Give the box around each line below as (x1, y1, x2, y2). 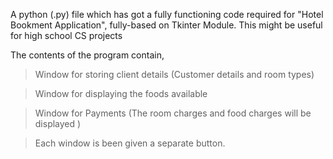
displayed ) (34, 118, 82, 129)
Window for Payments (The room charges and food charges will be (34, 107, 312, 119)
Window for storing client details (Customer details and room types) (34, 69, 315, 80)
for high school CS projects (10, 30, 123, 41)
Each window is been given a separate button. (34, 137, 226, 149)
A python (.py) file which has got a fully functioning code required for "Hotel (10, 9, 324, 20)
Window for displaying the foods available (34, 88, 208, 99)
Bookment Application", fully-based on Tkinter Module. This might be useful (10, 19, 323, 31)
